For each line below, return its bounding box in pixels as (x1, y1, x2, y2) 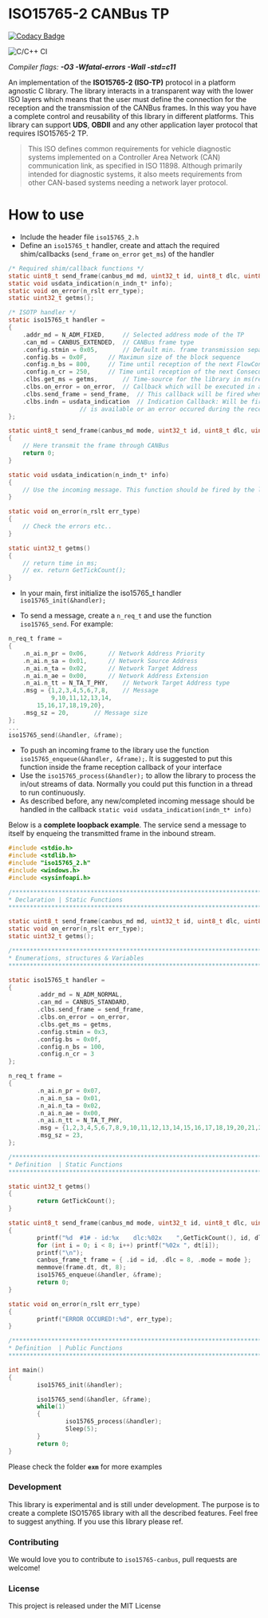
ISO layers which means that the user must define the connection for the (8, 94, 247, 104)
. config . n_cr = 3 (37, 1050, 94, 1058)
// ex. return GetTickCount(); (22, 566, 127, 574)
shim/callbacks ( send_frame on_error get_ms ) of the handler (19, 249, 215, 258)
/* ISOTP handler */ (8, 309, 77, 317)
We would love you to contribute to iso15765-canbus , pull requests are (8, 1555, 238, 1565)
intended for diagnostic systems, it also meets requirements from (27, 169, 242, 179)
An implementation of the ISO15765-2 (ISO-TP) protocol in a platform (8, 77, 236, 87)
